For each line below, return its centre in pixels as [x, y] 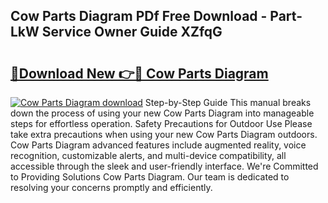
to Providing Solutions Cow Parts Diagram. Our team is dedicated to [150, 177]
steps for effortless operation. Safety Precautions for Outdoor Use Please [161, 123]
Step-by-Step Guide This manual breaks [228, 102]
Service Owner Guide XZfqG [132, 32]
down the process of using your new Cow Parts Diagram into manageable [162, 113]
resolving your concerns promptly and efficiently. [111, 187]
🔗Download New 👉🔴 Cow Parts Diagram [139, 73]
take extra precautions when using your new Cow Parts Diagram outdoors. [164, 134]
